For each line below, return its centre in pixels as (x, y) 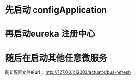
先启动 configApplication (56, 10)
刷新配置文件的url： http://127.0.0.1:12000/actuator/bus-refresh (68, 72)
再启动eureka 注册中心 (50, 34)
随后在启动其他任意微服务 (56, 58)
